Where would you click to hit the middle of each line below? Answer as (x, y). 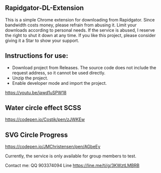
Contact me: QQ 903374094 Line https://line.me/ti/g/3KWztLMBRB (72, 166)
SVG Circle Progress (36, 135)
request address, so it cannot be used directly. (59, 73)
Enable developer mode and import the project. (59, 83)
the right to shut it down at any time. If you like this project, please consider (80, 35)
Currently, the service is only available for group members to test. (71, 156)
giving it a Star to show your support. (42, 40)
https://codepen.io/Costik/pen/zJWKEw (45, 119)
